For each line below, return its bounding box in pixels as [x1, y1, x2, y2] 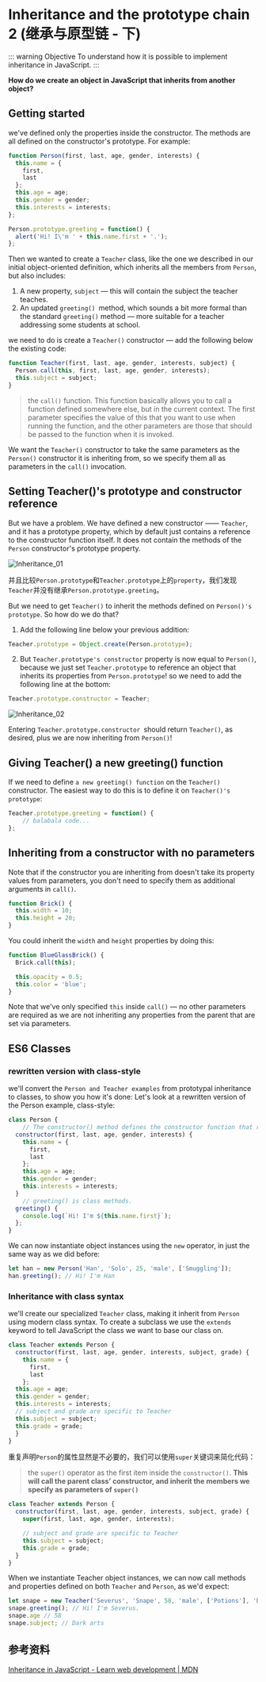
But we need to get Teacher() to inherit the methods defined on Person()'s [8, 601, 252, 610]
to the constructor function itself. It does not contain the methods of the [8, 535, 242, 544]
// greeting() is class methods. [22, 1196, 133, 1205]
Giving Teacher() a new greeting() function [8, 756, 223, 770]
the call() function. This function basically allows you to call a [27, 395, 232, 405]
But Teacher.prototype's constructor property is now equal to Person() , [19, 655, 257, 664]
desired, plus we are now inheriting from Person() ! [8, 733, 173, 743]
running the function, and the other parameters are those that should [27, 420, 253, 430]
